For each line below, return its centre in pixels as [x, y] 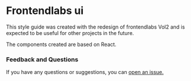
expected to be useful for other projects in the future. [70, 33]
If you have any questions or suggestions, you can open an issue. [85, 72]
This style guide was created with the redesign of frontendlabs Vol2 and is [95, 27]
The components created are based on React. [61, 44]
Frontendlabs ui [45, 11]
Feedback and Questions [42, 59]
